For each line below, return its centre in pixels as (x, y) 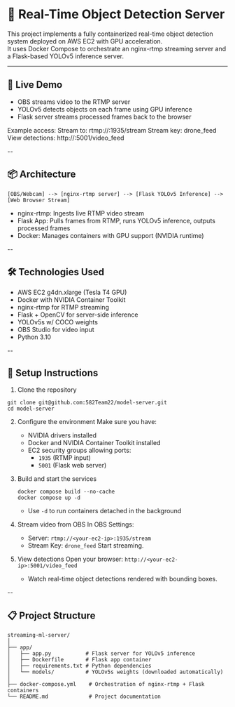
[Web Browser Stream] (39, 200)
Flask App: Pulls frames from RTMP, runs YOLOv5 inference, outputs (116, 220)
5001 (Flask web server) (72, 465)
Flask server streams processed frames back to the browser (104, 117)
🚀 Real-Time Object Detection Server (116, 14)
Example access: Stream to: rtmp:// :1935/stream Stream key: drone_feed (112, 130)
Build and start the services (57, 479)
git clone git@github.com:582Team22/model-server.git (87, 403)
